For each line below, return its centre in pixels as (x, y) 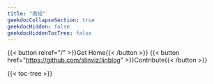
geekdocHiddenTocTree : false (49, 33)
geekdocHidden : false (39, 26)
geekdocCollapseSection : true (51, 20)
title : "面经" (27, 14)
